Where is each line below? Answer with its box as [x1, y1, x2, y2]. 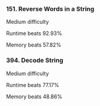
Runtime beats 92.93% [6, 30, 62, 37]
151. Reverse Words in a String [6, 5, 95, 13]
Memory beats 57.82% [6, 41, 62, 49]
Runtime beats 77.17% [6, 81, 59, 88]
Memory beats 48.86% [6, 93, 63, 100]
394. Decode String [6, 56, 64, 64]
